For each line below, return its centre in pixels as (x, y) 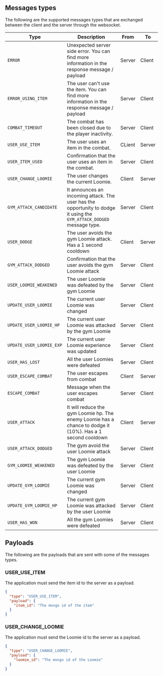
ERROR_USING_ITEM (27, 98)
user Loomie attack (89, 451)
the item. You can (87, 89)
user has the (81, 202)
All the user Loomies (90, 359)
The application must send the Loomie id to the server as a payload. (73, 637)
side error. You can (89, 51)
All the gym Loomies (90, 520)
